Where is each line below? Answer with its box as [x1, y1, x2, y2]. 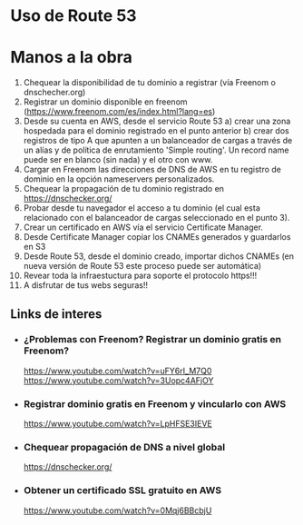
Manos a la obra [10, 47, 132, 68]
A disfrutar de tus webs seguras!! [23, 280, 149, 291]
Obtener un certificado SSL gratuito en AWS [23, 484, 221, 497]
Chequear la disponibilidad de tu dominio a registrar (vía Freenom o [23, 77, 276, 88]
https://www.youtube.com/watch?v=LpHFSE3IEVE [23, 419, 212, 430]
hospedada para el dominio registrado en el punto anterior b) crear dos [23, 125, 289, 136]
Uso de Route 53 [10, 5, 137, 26]
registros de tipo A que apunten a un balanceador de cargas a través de [23, 135, 293, 146]
